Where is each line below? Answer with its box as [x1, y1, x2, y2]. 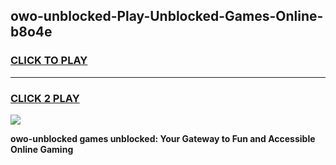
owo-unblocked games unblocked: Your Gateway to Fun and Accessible [10, 132, 316, 144]
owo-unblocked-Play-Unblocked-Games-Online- [10, 8, 324, 25]
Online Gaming [10, 143, 74, 155]
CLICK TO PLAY [10, 54, 88, 68]
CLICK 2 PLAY [10, 91, 80, 105]
